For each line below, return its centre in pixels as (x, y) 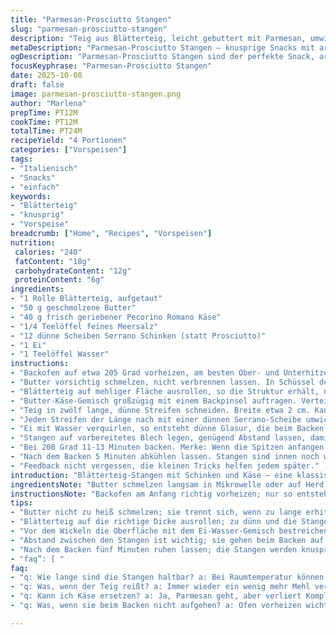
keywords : (31, 196)
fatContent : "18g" (53, 261)
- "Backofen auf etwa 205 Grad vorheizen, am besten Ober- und (145, 373)
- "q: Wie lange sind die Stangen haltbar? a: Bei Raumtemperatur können (167, 577)
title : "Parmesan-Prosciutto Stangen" (91, 19)
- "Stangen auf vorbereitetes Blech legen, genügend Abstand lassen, (158, 438)
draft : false (37, 85)
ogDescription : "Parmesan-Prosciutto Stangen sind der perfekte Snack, (162, 57)
